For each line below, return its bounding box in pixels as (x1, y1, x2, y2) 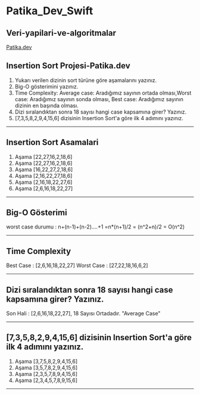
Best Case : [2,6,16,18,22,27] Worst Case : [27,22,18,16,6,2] (6, 262, 148, 269)
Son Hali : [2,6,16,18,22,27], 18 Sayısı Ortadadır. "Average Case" (6, 310, 161, 317)
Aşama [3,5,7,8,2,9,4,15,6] (14, 364, 78, 371)
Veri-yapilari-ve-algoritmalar (6, 28, 117, 38)
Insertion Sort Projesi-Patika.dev (6, 61, 131, 71)
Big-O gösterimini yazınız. (14, 83, 79, 90)
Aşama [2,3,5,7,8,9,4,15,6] (14, 370, 78, 377)
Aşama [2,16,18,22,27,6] (14, 178, 73, 186)
